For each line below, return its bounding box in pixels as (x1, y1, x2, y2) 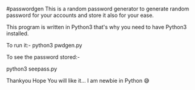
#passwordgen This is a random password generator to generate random (6, 5, 190, 12)
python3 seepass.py (6, 65, 58, 72)
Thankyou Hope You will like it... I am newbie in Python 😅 (6, 77, 150, 84)
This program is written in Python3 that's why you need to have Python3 (6, 24, 187, 30)
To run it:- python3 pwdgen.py (6, 42, 83, 49)
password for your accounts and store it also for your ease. (6, 12, 154, 19)
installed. (6, 30, 29, 37)
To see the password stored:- (6, 54, 80, 60)
